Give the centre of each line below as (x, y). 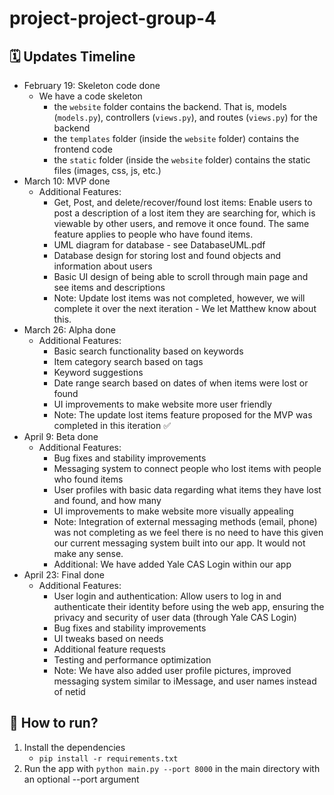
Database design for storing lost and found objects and (167, 255)
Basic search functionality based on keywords (148, 351)
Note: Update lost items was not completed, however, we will (179, 298)
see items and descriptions (109, 287)
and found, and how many (107, 500)
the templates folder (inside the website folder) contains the (176, 138)
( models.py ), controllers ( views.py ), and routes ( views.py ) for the (185, 117)
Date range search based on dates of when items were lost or (181, 383)
